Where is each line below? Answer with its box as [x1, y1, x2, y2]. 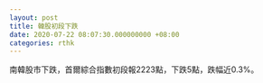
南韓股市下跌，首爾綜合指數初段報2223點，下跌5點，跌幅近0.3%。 [9, 64, 259, 75]
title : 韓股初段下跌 [9, 22, 79, 31]
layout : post [9, 13, 59, 23]
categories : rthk [9, 38, 75, 48]
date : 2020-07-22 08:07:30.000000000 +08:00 [9, 30, 180, 39]
